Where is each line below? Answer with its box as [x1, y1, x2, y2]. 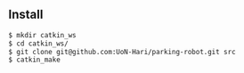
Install [8, 7, 44, 22]
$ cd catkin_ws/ [8, 39, 69, 48]
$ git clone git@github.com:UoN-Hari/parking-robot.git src [8, 47, 237, 56]
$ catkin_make [8, 55, 61, 65]
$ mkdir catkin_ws [8, 30, 77, 39]
